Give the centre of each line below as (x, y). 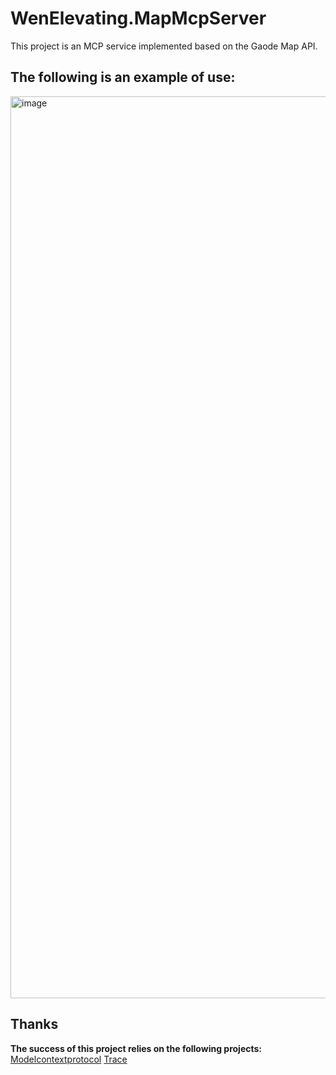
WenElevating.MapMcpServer (138, 18)
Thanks (34, 1024)
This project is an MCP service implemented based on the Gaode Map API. (164, 46)
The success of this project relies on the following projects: (136, 1048)
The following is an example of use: (123, 77)
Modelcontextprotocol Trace (69, 1059)
